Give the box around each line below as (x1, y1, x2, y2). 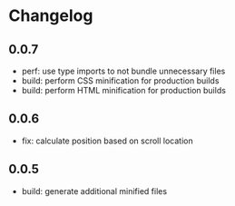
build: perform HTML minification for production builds (21, 85, 226, 95)
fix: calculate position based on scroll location (21, 135, 193, 146)
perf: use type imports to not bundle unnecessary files (21, 65, 226, 76)
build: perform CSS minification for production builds (21, 75, 220, 86)
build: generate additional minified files (21, 185, 168, 196)
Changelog (8, 5, 93, 26)
